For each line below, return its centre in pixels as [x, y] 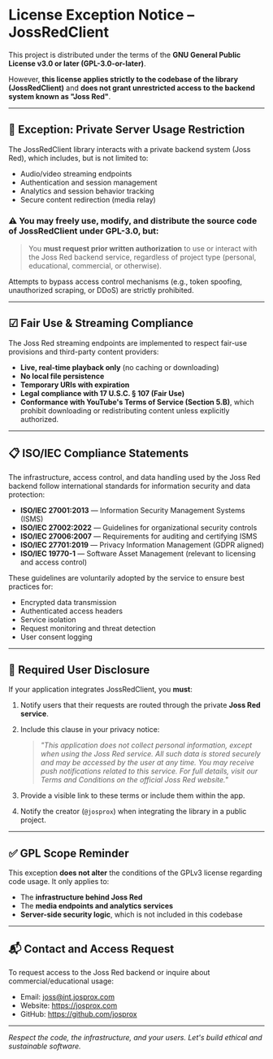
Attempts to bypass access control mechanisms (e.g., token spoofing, [125, 281]
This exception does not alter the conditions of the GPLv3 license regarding [135, 873]
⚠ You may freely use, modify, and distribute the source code [133, 220]
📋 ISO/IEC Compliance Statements [99, 453]
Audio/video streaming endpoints [76, 173]
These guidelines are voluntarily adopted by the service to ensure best [127, 577]
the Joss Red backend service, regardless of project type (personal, [142, 257]
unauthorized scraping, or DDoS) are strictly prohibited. [101, 290]
